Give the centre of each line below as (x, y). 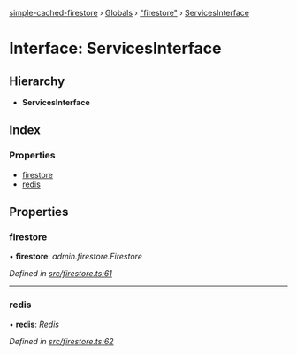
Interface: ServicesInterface (115, 49)
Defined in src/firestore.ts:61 (61, 274)
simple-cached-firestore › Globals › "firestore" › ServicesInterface (129, 13)
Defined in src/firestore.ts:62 (61, 341)
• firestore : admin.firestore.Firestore (76, 257)
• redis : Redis (34, 324)
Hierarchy (37, 81)
